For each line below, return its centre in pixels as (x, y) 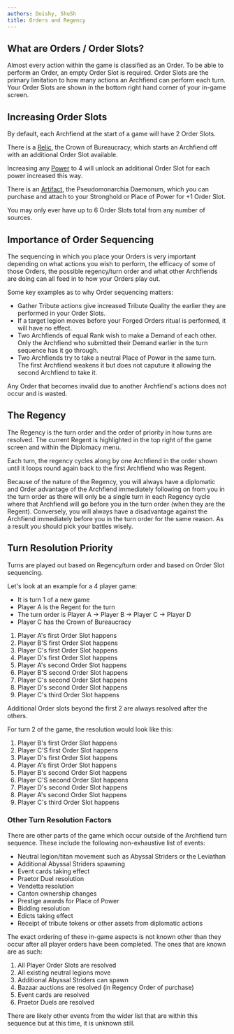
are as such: (25, 952)
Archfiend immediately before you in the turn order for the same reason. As (116, 518)
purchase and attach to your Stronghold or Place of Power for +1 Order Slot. (116, 197)
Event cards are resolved (53, 995)
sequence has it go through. (58, 350)
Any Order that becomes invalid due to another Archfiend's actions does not (117, 386)
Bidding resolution (43, 908)
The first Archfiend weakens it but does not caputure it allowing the (114, 365)
